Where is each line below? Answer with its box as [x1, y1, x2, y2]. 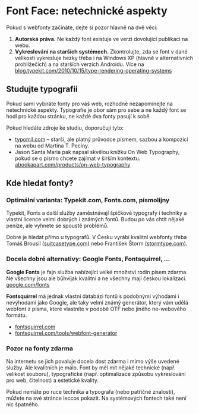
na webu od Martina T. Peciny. [14, 142, 90, 149]
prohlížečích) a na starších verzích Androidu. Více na [14, 61, 144, 68]
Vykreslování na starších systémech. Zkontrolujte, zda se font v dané [14, 48, 188, 55]
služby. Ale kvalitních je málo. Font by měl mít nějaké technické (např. [6, 364, 176, 371]
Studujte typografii [6, 84, 78, 95]
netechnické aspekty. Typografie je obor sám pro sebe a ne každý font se [6, 106, 187, 114]
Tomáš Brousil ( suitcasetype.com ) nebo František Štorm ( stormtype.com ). [6, 240, 188, 247]
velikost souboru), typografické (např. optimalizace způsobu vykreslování [6, 371, 186, 378]
